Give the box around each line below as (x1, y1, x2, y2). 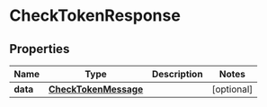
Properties (9, 41, 70, 57)
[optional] (211, 83, 254, 95)
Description (151, 68, 204, 80)
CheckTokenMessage (48, 83, 144, 95)
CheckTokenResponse (9, 5, 182, 26)
